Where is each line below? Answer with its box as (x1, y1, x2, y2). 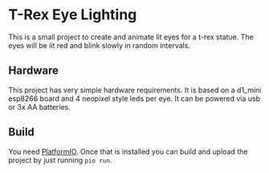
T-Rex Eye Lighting (8, 6, 137, 24)
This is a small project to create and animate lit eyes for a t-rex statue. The (8, 32, 255, 42)
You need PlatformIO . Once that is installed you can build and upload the (8, 147, 248, 156)
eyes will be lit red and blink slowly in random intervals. (8, 40, 191, 50)
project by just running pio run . (8, 155, 112, 165)
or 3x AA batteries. (8, 102, 71, 111)
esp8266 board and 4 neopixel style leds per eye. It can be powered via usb (8, 94, 261, 103)
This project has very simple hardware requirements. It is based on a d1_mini (8, 85, 262, 95)
